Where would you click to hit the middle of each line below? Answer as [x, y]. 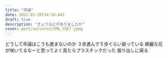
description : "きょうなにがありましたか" [45, 24]
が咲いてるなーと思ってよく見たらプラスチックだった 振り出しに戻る [77, 50]
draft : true [18, 19]
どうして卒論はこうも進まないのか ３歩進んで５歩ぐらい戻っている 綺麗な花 [84, 44]
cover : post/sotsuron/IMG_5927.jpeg [44, 29]
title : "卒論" [20, 10]
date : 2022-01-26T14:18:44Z [35, 15]
